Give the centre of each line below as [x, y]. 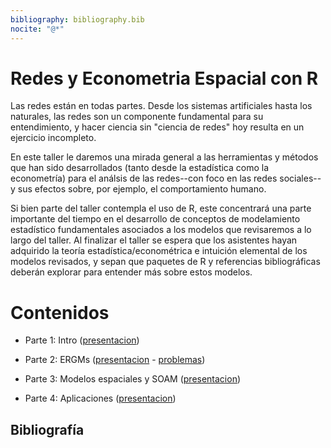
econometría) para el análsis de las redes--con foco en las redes [144, 178]
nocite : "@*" [37, 29]
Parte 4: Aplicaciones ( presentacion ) [100, 398]
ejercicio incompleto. [53, 138]
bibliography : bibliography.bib [77, 19]
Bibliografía [47, 429]
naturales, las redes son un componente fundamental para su [137, 117]
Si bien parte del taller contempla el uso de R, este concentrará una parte [161, 208]
